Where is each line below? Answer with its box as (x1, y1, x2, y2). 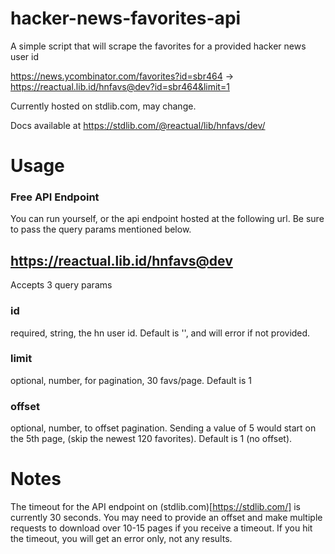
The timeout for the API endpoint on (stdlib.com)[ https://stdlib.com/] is (10, 501, 301, 513)
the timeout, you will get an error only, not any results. (10, 533, 233, 545)
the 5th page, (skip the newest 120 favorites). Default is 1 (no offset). (10, 433, 293, 445)
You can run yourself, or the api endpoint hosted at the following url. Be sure (10, 213, 325, 225)
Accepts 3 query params (10, 279, 113, 291)
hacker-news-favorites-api (10, 7, 242, 30)
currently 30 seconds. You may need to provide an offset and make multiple (10, 512, 323, 524)
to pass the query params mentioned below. (10, 223, 192, 236)
